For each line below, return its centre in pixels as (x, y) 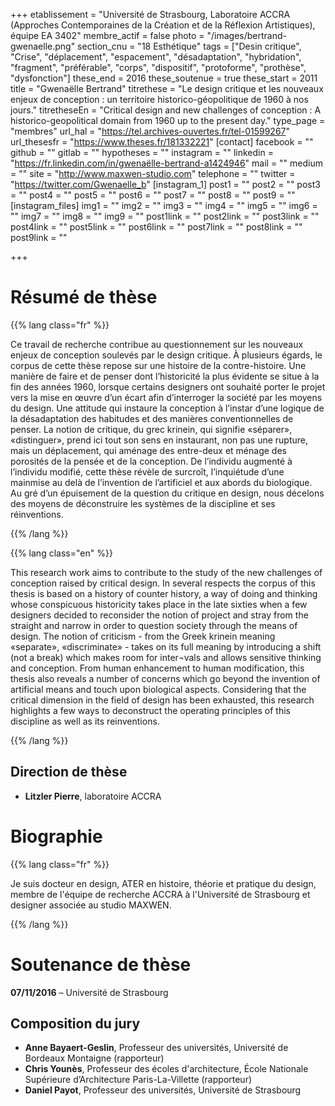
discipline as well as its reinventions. (85, 721)
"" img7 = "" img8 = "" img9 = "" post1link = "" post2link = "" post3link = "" (165, 216)
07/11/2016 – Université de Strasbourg (89, 992)
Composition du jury (75, 1024)
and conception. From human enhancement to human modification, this (157, 668)
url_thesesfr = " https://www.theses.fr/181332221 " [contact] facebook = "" (162, 142)
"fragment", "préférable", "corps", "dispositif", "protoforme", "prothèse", (158, 67)
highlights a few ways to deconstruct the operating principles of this (150, 710)
